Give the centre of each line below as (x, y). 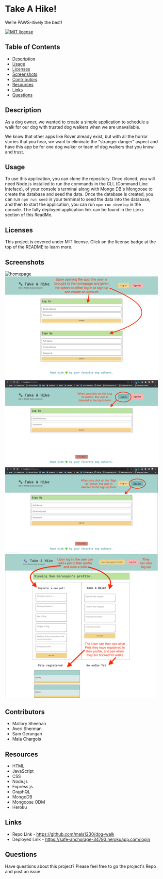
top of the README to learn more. (39, 247)
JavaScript (23, 771)
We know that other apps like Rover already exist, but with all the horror (76, 136)
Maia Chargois (26, 739)
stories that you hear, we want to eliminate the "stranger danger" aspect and (81, 141)
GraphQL (21, 792)
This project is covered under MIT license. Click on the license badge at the (81, 242)
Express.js (22, 786)
